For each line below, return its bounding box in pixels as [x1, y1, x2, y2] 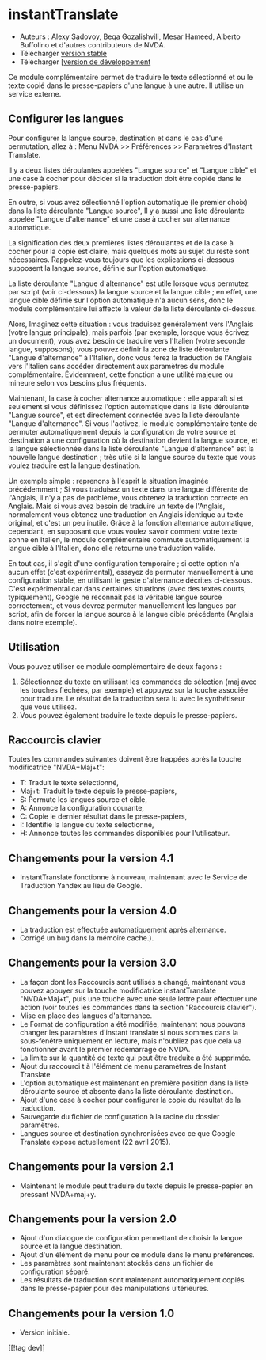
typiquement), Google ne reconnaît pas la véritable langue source [8, 592, 222, 602]
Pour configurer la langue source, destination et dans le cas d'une [8, 133, 223, 142]
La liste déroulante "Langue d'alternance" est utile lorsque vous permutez [8, 279, 249, 288]
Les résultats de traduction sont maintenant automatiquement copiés [19, 1275, 245, 1285]
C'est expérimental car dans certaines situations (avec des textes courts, [8, 583, 247, 593]
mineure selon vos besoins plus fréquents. [8, 378, 146, 387]
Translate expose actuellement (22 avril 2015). [19, 1137, 171, 1146]
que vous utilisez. [19, 702, 78, 712]
